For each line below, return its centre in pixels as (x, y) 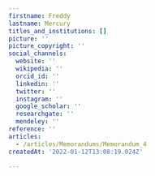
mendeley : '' (38, 122)
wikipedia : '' (39, 69)
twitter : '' (36, 91)
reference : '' (32, 129)
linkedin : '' (38, 84)
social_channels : (38, 54)
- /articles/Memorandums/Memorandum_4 (82, 144)
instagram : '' (39, 99)
